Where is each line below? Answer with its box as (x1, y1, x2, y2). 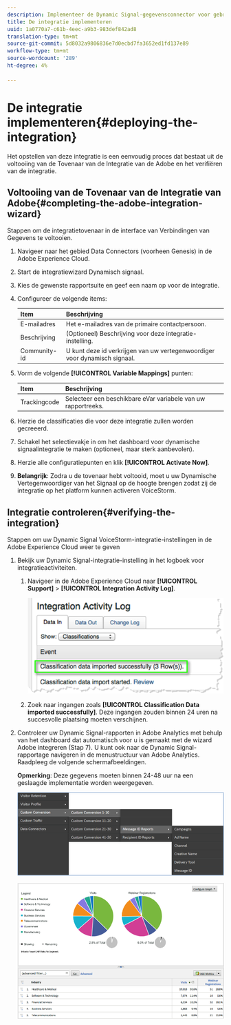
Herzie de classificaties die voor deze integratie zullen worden (16, 417, 194, 426)
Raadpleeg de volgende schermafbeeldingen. (16, 758, 146, 766)
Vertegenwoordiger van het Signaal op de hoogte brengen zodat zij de (16, 479, 217, 488)
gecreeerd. (16, 424, 49, 432)
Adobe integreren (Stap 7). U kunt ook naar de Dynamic (16, 744, 175, 752)
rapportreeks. (65, 401, 104, 410)
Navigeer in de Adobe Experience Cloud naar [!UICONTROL (27, 577, 198, 586)
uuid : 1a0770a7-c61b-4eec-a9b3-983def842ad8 (7, 26, 137, 32)
